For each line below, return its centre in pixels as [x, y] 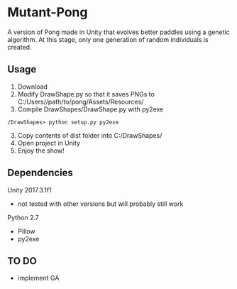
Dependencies [40, 173]
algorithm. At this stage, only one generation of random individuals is [108, 39]
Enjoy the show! [41, 151]
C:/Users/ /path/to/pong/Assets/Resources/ [81, 102]
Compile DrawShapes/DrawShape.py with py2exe [90, 109]
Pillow [26, 231]
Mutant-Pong [48, 12]
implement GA [38, 278]
